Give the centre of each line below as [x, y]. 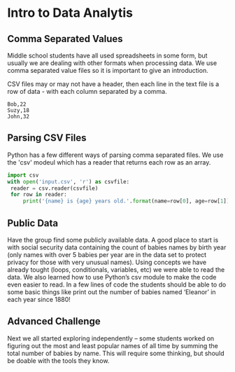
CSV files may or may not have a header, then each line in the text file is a [113, 84]
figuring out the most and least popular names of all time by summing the [113, 345]
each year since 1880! [39, 299]
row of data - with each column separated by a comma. [87, 91]
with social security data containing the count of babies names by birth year [117, 247]
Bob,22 [17, 104]
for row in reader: [39, 195]
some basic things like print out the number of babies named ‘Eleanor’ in [112, 292]
